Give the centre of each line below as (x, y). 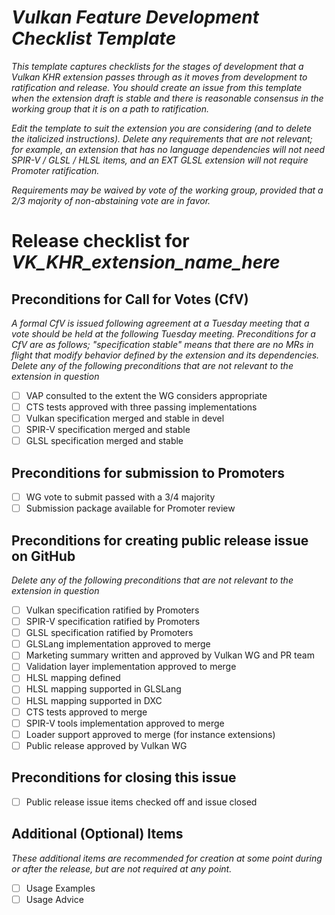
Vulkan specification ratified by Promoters (112, 610)
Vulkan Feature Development (135, 17)
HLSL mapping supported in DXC (94, 700)
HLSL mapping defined (73, 678)
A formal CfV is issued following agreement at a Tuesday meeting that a (160, 323)
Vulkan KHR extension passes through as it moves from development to (159, 77)
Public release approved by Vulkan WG (106, 745)
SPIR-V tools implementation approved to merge (125, 723)
